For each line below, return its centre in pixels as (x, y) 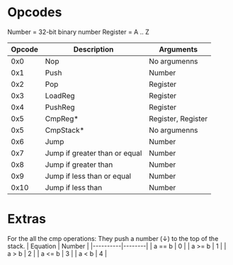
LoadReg (60, 95)
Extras (27, 219)
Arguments (178, 49)
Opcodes (35, 12)
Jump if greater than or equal (93, 153)
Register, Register (178, 119)
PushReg (60, 107)
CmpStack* (65, 130)
